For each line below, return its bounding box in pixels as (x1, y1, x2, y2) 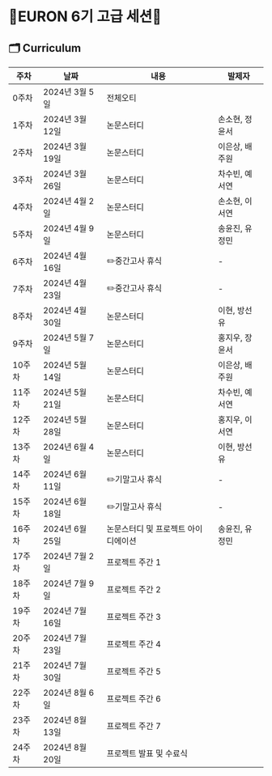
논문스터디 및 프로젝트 (106, 524, 186, 534)
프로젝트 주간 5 (106, 666, 162, 676)
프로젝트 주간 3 (106, 612, 162, 622)
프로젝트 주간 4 (106, 638, 162, 650)
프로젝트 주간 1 (106, 557, 162, 567)
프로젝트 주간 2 (106, 584, 162, 595)
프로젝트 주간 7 (106, 721, 162, 731)
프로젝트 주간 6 (106, 693, 162, 704)
